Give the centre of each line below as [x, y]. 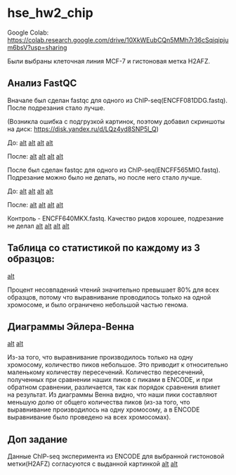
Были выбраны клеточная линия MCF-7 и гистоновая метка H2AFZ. [109, 61]
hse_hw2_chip [50, 13]
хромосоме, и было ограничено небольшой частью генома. [98, 304]
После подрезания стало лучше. [56, 108]
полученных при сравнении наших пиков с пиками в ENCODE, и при [110, 380]
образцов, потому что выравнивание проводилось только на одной [109, 297]
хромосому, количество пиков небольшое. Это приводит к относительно [118, 365]
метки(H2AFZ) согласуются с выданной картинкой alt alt [92, 464]
